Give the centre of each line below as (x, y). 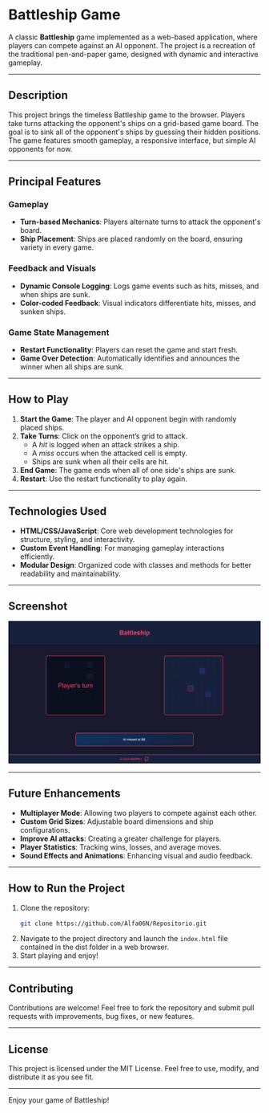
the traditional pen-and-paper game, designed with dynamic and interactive (133, 54)
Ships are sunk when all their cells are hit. (100, 461)
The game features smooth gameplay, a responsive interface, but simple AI (132, 140)
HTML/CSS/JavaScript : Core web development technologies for (126, 531)
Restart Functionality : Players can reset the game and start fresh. (129, 350)
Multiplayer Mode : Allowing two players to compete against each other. (139, 813)
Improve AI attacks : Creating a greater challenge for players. (120, 838)
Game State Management (59, 332)
